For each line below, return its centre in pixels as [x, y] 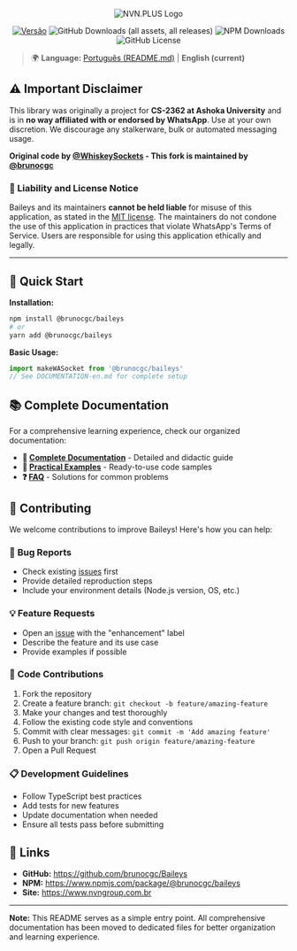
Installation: [32, 302]
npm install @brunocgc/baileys [67, 319]
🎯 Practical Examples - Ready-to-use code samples [117, 467]
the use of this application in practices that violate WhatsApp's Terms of [141, 227]
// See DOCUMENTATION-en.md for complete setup [99, 376]
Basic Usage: [34, 352]
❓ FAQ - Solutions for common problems [95, 477]
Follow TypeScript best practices [82, 796]
